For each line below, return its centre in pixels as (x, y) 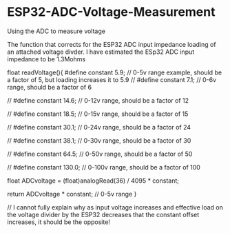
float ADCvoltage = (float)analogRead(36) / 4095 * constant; (93, 181)
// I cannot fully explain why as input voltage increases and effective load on (115, 207)
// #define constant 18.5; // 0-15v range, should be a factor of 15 (98, 114)
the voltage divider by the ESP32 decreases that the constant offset (103, 214)
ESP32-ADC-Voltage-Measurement (111, 12)
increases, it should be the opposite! (59, 222)
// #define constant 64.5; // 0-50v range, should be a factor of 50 (100, 154)
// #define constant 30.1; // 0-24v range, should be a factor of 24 (99, 127)
